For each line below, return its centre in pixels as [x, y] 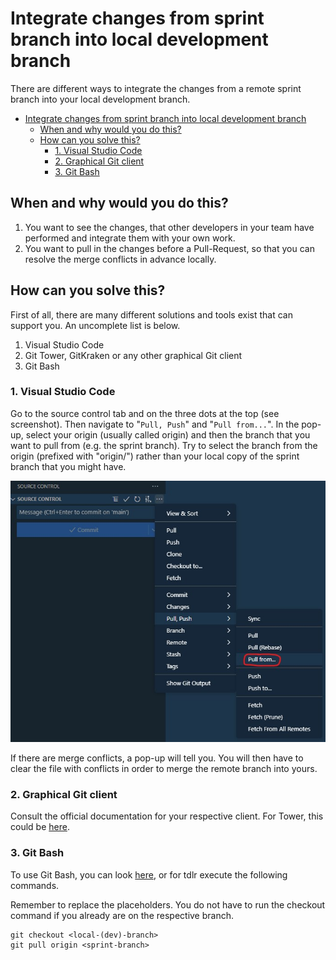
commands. [35, 885]
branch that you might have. [68, 466]
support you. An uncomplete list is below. [95, 325]
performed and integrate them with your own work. [130, 238]
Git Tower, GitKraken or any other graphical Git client [133, 355]
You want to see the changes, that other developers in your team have [169, 227]
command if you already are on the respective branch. [122, 915]
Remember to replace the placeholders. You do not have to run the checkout [168, 904]
